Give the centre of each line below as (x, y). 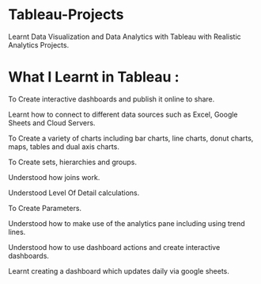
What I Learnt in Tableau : (94, 77)
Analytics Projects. (39, 44)
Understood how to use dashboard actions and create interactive (114, 247)
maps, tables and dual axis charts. (64, 146)
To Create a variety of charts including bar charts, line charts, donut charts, (131, 138)
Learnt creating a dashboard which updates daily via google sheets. (119, 271)
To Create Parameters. (45, 208)
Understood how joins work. (54, 177)
